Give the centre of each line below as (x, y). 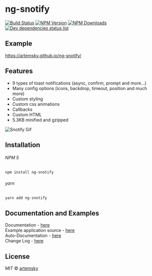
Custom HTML (27, 114)
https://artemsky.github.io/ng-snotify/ (43, 55)
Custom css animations (36, 104)
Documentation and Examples (52, 213)
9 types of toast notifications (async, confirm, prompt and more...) (79, 83)
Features (19, 71)
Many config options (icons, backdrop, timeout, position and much (80, 88)
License (17, 256)
